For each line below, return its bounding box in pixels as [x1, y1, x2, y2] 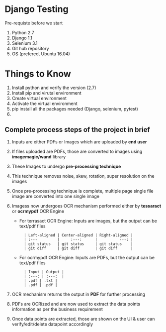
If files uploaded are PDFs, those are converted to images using [11, 148, 143, 154]
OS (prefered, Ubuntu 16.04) [11, 51, 70, 57]
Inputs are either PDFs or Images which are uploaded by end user [11, 138, 147, 145]
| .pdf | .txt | [23, 278, 58, 283]
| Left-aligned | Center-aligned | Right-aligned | [23, 232, 133, 237]
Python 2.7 [11, 29, 34, 35]
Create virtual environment [11, 95, 67, 101]
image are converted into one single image [11, 193, 100, 199]
